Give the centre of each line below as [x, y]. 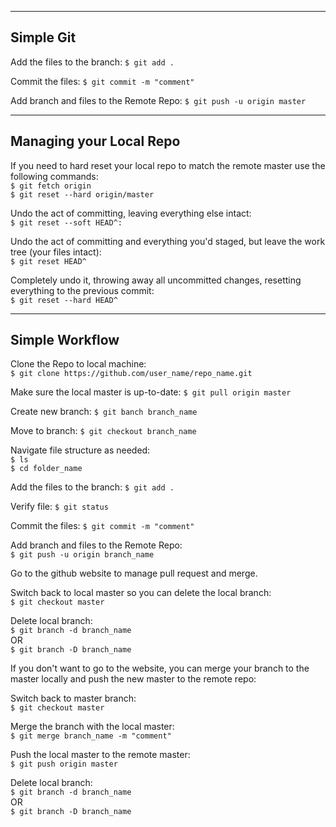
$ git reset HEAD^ [48, 261]
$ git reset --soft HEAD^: [66, 222]
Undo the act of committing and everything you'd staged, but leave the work [168, 241]
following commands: [54, 176]
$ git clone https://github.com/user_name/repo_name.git [131, 374]
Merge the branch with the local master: [92, 727]
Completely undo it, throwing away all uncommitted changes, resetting [156, 280]
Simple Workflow [65, 340]
